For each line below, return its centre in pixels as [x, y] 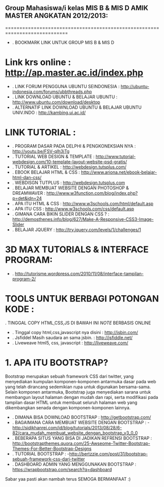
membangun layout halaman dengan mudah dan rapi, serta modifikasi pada [82, 397]
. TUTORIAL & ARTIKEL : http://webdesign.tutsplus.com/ [69, 167]
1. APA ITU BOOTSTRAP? [57, 362]
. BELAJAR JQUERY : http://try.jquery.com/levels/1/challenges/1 [77, 229]
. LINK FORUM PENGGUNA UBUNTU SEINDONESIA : [66, 86]
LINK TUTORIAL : [41, 132]
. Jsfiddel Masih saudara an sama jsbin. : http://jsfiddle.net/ [72, 337]
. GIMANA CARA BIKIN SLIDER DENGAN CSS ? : [61, 214]
